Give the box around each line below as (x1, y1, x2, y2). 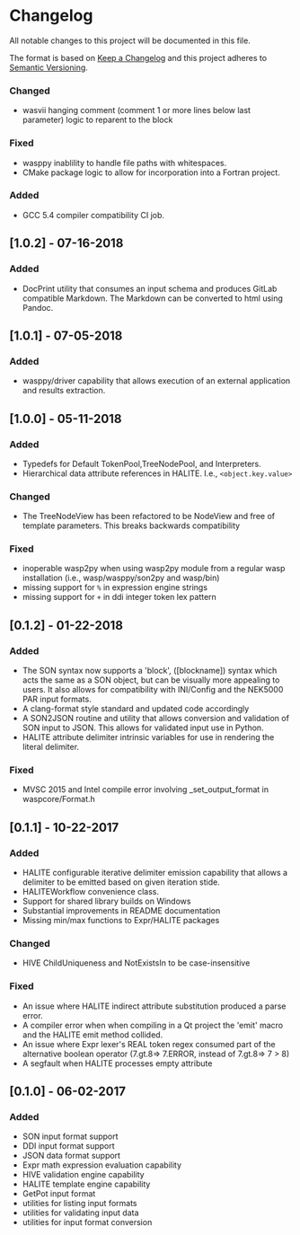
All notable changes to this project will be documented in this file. (9, 35, 251, 46)
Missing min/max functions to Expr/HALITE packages (22, 915, 220, 926)
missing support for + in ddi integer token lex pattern (22, 592, 217, 603)
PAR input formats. (22, 693, 92, 705)
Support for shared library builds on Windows (22, 895, 191, 907)
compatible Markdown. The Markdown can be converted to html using (22, 293, 283, 304)
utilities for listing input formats (22, 1198, 137, 1209)
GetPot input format (22, 1188, 96, 1199)
